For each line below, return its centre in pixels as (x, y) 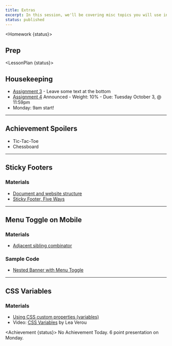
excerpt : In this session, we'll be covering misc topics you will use (83, 15)
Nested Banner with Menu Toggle (48, 270)
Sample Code (22, 259)
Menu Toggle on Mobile (44, 220)
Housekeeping (29, 79)
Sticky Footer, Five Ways (39, 199)
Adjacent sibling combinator (42, 246)
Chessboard (26, 147)
